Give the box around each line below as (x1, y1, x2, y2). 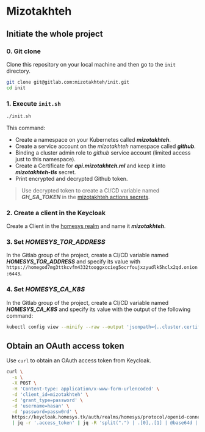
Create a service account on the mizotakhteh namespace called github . (15, 142, 196, 150)
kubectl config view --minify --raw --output (6, 324, 124, 330)
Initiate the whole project (6, 29, 103, 39)
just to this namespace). (15, 155, 76, 163)
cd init (6, 84, 26, 91)
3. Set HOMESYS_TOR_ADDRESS (6, 238, 106, 246)
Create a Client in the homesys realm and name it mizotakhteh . (6, 222, 166, 230)
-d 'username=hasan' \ (12, 403, 70, 409)
